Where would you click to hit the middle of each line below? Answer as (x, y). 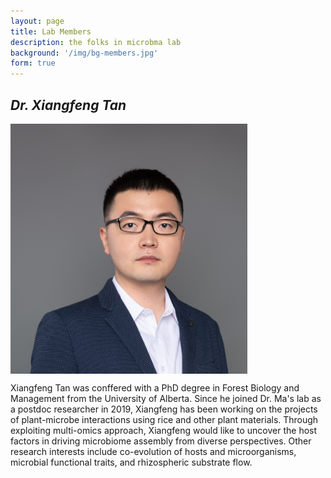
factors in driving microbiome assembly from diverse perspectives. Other (161, 441)
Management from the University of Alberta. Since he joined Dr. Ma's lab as (166, 398)
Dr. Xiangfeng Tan (68, 105)
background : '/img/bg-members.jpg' (84, 53)
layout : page (37, 21)
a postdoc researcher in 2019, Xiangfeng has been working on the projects (164, 409)
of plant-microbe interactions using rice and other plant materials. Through (164, 419)
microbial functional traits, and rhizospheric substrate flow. (131, 462)
